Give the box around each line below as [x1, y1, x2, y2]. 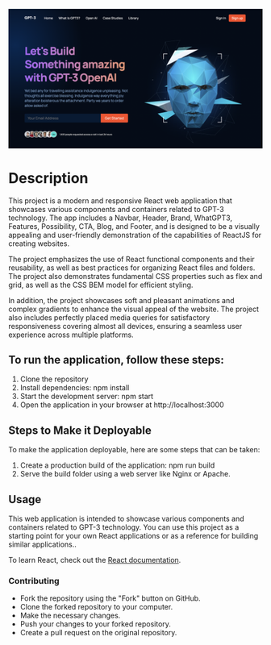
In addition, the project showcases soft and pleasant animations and [8, 295, 236, 305]
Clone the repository [19, 374, 89, 384]
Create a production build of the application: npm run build [19, 460, 215, 470]
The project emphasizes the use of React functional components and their [8, 254, 256, 264]
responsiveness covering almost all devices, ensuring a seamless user [8, 321, 243, 331]
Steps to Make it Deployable [8, 423, 152, 437]
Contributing [8, 575, 60, 586]
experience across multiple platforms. [8, 330, 135, 339]
